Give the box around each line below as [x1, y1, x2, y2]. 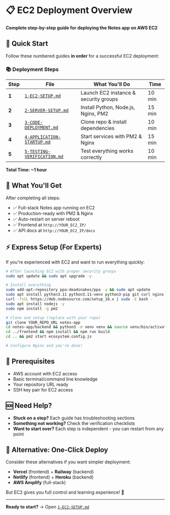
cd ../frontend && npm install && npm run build [6, 329, 110, 334]
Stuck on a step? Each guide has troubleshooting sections [13, 415, 135, 421]
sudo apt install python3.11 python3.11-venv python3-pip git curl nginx [6, 292, 164, 297]
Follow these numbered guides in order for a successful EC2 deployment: [6, 53, 159, 59]
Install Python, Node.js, [80, 104, 135, 111]
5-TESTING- [24, 149, 51, 155]
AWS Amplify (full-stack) [13, 480, 66, 486]
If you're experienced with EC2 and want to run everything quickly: [6, 259, 145, 265]
